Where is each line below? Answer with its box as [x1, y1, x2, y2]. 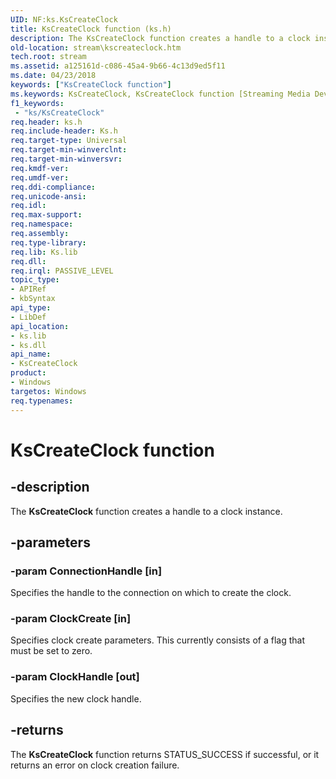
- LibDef [10, 312, 47, 322]
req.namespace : [10, 219, 74, 230]
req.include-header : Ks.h [10, 126, 118, 136]
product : [10, 368, 47, 378]
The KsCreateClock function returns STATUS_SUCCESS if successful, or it [10, 748, 320, 760]
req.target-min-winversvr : [10, 154, 123, 164]
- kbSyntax [10, 294, 56, 304]
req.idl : [10, 201, 47, 211]
